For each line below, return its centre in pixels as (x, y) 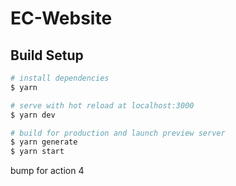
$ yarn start (37, 152)
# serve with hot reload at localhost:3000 (102, 105)
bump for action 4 (47, 171)
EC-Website (61, 18)
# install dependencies (60, 78)
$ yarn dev (33, 115)
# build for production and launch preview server (118, 133)
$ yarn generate (44, 142)
